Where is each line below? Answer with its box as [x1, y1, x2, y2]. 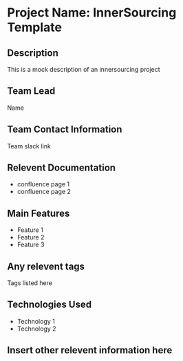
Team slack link [7, 142, 52, 150]
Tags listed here [7, 279, 53, 287]
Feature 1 [17, 226, 43, 234]
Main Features [7, 207, 70, 219]
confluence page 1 [17, 180, 70, 188]
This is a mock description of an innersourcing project [7, 66, 160, 73]
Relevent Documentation [7, 162, 116, 174]
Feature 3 [17, 240, 45, 249]
